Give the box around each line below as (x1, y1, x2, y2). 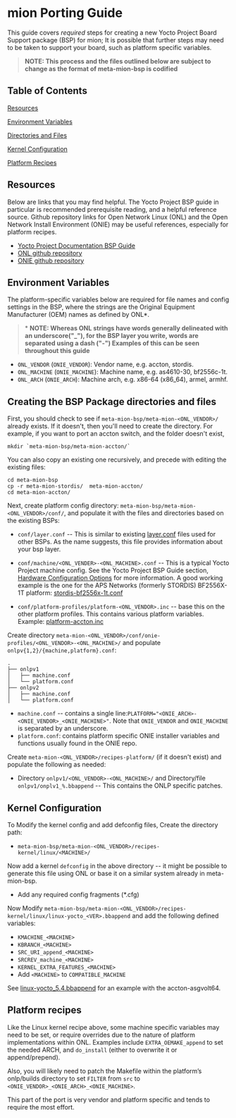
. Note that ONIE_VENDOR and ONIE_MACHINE (108, 716, 229, 725)
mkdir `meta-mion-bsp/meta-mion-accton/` (7, 443, 131, 450)
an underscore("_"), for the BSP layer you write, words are (24, 332, 199, 340)
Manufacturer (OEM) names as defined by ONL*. (7, 311, 150, 319)
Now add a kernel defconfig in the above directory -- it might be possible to (7, 862, 228, 870)
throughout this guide (24, 347, 90, 355)
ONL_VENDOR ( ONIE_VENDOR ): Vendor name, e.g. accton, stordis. (17, 360, 194, 368)
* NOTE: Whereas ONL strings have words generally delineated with (24, 324, 228, 332)
